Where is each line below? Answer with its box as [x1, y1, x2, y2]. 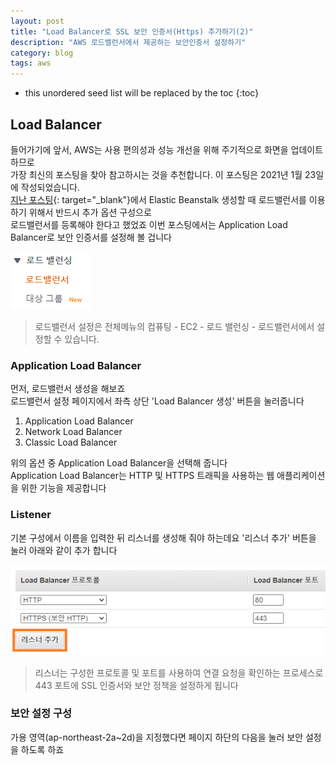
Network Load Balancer [24, 426, 123, 438]
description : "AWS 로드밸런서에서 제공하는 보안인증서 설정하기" [10, 37, 247, 47]
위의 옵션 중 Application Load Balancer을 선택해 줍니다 [10, 457, 228, 469]
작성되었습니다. [20, 181, 81, 193]
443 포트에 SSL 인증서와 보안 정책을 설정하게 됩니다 [34, 679, 239, 691]
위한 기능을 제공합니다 [20, 482, 107, 494]
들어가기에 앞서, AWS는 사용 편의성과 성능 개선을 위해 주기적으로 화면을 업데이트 [10, 143, 324, 155]
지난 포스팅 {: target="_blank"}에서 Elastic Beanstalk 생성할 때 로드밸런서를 [10, 193, 307, 205]
